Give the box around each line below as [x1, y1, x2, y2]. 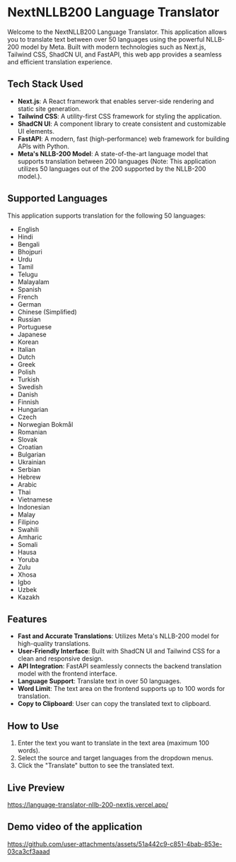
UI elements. [17, 126, 55, 135]
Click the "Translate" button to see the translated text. [17, 761, 175, 770]
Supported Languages [7, 192, 108, 205]
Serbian [17, 465, 41, 473]
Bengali [17, 240, 40, 248]
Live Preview [7, 781, 65, 793]
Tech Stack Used [7, 78, 83, 90]
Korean [17, 337, 39, 346]
